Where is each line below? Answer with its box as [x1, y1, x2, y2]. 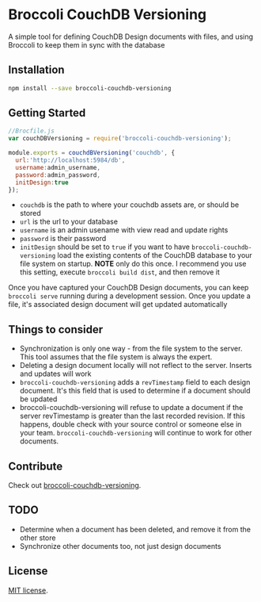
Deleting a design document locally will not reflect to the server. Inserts [19, 361, 252, 370]
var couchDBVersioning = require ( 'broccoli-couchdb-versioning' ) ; [8, 135, 232, 143]
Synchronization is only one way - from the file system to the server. [19, 343, 243, 354]
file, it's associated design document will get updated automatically [8, 300, 228, 309]
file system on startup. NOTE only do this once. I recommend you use [19, 259, 247, 269]
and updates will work [19, 369, 92, 378]
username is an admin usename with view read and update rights [19, 225, 229, 235]
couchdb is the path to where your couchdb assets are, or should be [19, 200, 240, 209]
